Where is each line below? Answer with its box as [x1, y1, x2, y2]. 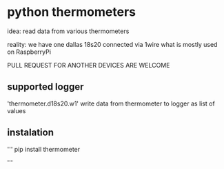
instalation [7, 127, 54, 139]
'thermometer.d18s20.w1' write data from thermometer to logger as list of [7, 99, 215, 108]
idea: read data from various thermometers [7, 27, 130, 35]
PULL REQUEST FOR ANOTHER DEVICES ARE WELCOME [7, 61, 170, 69]
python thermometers [7, 4, 136, 20]
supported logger [7, 81, 84, 93]
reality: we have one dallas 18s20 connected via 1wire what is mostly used [7, 40, 218, 48]
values [7, 106, 26, 115]
